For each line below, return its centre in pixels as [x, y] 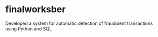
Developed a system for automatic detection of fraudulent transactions [79, 23]
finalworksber [35, 9]
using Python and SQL [29, 28]
